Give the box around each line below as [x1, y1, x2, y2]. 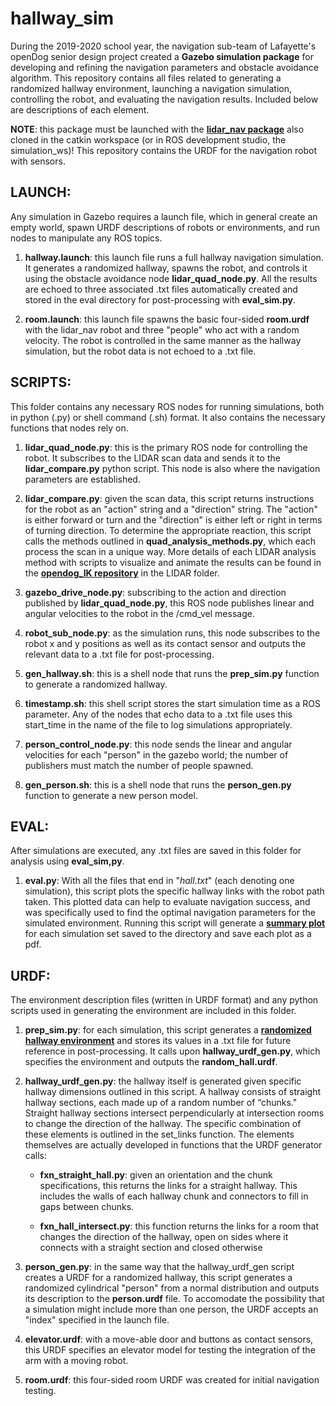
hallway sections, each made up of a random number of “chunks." [24, 1097, 298, 1109]
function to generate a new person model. [24, 789, 198, 801]
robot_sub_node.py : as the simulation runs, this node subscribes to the [24, 627, 321, 639]
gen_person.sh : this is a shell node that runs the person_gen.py [24, 778, 292, 791]
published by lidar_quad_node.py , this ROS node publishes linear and [24, 597, 315, 609]
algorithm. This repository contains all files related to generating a [10, 72, 282, 84]
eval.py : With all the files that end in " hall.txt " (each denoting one [24, 875, 295, 887]
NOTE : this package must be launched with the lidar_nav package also [10, 123, 305, 135]
